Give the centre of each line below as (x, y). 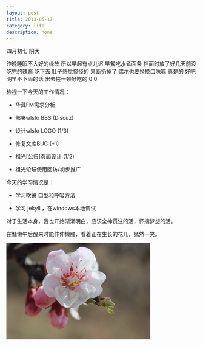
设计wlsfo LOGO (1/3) (42, 131)
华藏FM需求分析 (35, 105)
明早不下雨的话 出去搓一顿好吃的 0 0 (52, 79)
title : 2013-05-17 (29, 19)
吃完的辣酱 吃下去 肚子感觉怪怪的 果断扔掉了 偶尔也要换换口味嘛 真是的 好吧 (101, 71)
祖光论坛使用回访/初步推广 (48, 170)
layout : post (23, 13)
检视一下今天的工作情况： (38, 92)
